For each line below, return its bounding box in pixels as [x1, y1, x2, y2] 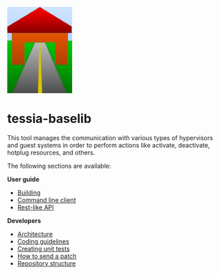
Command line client [17, 195, 76, 204]
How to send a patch [17, 252, 77, 260]
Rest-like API [17, 203, 54, 211]
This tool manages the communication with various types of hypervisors [7, 133, 213, 141]
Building [17, 188, 41, 197]
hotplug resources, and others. [7, 148, 95, 157]
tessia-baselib [7, 111, 92, 127]
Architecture [17, 230, 53, 238]
